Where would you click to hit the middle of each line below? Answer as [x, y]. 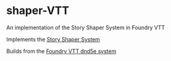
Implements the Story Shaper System [53, 39]
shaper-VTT [38, 11]
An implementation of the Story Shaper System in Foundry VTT [85, 27]
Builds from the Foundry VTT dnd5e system [61, 51]
